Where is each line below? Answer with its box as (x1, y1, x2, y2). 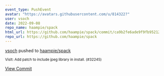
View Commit (5, 65, 32, 71)
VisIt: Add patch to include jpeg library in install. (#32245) (5, 57, 102, 62)
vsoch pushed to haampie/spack (5, 47, 71, 54)
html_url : (5, 30, 25, 35)
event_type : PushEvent (5, 7, 51, 12)
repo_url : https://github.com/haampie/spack (5, 35, 97, 39)
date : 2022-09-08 (5, 20, 41, 26)
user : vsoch (5, 16, 29, 21)
